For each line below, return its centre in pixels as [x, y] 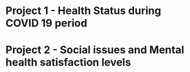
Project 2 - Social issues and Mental [95, 50]
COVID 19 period [46, 23]
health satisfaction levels [68, 62]
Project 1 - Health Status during [83, 11]
